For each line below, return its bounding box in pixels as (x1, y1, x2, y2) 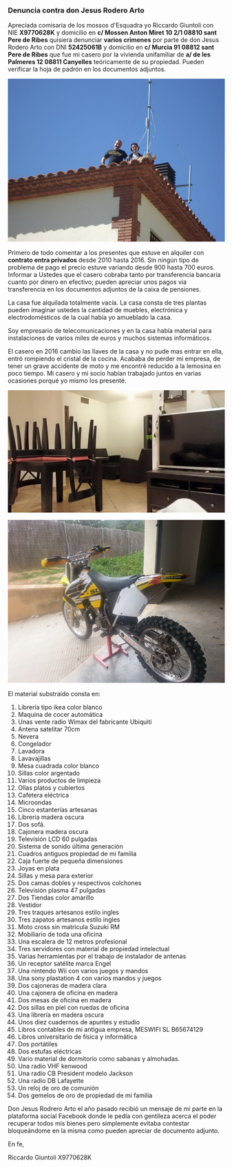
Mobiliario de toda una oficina (17, 930, 103, 938)
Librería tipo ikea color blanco (17, 702, 103, 711)
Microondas (17, 798, 52, 806)
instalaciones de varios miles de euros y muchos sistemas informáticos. (8, 334, 212, 343)
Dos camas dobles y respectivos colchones (17, 878, 142, 887)
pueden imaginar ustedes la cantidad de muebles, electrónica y (8, 306, 188, 314)
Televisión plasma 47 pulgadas (17, 886, 106, 894)
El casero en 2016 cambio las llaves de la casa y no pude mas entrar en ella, (8, 347, 224, 356)
